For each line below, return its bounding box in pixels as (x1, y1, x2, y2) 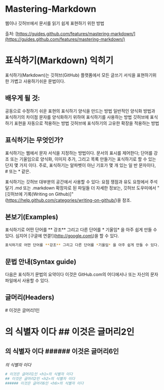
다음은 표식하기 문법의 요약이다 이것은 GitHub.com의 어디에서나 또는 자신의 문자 (5, 271, 159, 277)
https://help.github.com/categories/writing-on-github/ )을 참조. (6, 197, 132, 203)
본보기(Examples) (5, 212, 59, 221)
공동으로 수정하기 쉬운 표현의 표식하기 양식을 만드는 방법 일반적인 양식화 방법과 (5, 108, 156, 114)
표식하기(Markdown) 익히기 (5, 55, 114, 66)
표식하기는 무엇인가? (5, 136, 64, 144)
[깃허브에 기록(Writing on (5, 191, 54, 197)
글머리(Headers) (5, 293, 55, 302)
